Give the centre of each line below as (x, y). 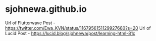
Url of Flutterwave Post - (30, 23)
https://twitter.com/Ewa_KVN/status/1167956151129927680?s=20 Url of (78, 28)
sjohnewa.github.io (46, 9)
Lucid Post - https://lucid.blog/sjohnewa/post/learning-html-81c (70, 33)
